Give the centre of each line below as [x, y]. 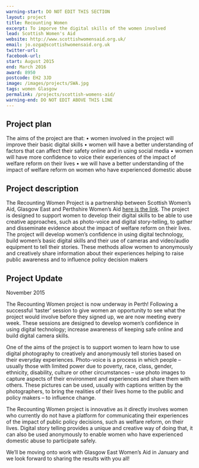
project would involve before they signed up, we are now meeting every [94, 317]
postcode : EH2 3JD [29, 78]
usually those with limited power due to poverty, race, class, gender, [90, 366]
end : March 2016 [26, 67]
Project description [42, 189]
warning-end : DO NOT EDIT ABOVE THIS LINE [59, 100]
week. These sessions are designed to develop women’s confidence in [93, 323]
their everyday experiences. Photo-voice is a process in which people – [94, 360]
